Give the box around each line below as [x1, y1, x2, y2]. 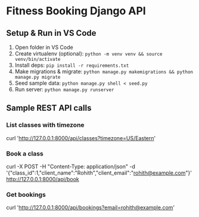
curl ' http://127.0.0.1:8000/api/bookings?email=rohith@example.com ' [6, 204, 175, 211]
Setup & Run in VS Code [6, 28, 97, 38]
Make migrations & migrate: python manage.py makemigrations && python [14, 68, 194, 75]
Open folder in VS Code [14, 44, 73, 51]
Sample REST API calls [6, 103, 92, 113]
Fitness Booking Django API [6, 4, 146, 18]
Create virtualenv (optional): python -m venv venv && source [14, 50, 163, 57]
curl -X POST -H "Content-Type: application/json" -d [6, 163, 135, 170]
